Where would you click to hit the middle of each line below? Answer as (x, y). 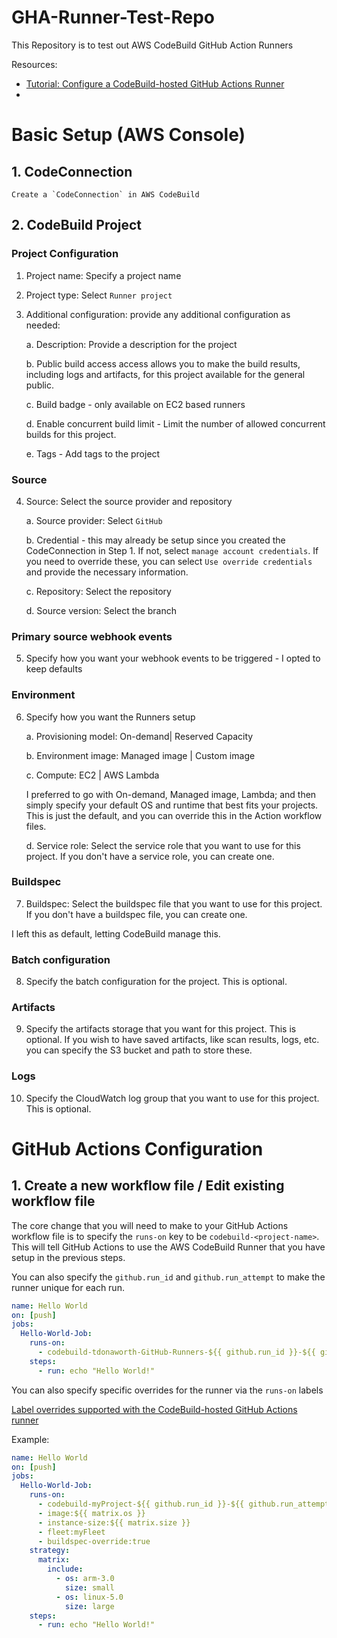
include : (65, 1569)
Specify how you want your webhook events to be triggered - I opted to (173, 658)
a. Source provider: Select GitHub (94, 520)
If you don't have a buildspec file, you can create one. (136, 914)
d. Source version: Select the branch (101, 610)
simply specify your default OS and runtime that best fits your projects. (172, 805)
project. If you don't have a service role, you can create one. (150, 856)
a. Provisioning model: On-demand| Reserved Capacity (139, 736)
